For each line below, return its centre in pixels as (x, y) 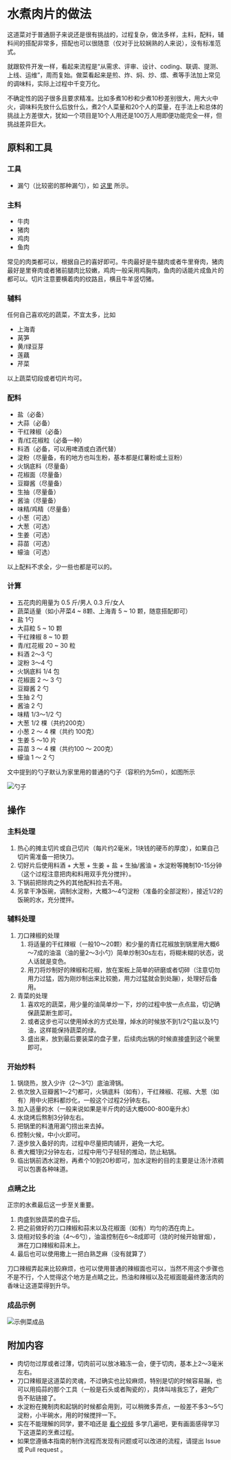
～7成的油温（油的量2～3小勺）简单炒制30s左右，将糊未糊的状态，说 (125, 952)
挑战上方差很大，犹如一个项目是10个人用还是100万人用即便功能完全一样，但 (114, 115)
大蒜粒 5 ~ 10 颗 (40, 628)
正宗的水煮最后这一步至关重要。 (52, 1205)
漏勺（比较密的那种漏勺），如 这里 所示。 (75, 185)
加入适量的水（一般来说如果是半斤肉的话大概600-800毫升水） (105, 1109)
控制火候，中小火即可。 (50, 1135)
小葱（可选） (35, 518)
